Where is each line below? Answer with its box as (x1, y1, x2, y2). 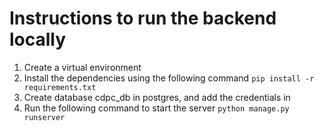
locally (9, 28, 67, 51)
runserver (23, 112, 66, 122)
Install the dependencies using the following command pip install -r (23, 72, 315, 84)
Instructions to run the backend (9, 7, 277, 30)
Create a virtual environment (23, 61, 142, 73)
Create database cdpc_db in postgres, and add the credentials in (23, 91, 291, 103)
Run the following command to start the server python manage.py (23, 102, 290, 114)
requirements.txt (23, 82, 97, 92)
